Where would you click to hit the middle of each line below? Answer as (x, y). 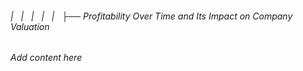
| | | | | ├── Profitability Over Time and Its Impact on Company (151, 16)
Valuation (30, 26)
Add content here (46, 58)
